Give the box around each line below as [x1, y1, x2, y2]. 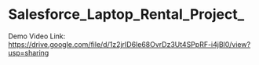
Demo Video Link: [8, 31, 66, 41]
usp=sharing [8, 48, 49, 57]
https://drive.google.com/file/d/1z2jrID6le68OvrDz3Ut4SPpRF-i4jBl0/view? [8, 39, 251, 49]
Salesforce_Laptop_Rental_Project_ [8, 5, 245, 23]
